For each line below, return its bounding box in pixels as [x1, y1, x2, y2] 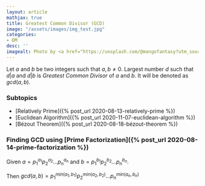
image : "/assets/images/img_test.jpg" [6, 26, 105, 32]
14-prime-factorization [6, 143, 76, 151]
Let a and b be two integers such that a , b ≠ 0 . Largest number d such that [6, 65, 194, 73]
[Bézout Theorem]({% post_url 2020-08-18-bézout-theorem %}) [15, 120, 178, 128]
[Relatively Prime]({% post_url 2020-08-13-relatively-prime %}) [15, 107, 176, 115]
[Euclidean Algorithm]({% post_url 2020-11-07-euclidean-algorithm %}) [15, 114, 196, 121]
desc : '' [6, 43, 29, 49]
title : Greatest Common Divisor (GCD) [6, 20, 105, 26]
